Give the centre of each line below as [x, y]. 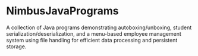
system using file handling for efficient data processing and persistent [92, 40]
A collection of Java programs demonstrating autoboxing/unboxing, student [99, 27]
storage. [16, 46]
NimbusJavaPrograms [62, 11]
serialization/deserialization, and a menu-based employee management [94, 33]
